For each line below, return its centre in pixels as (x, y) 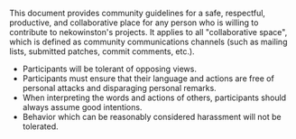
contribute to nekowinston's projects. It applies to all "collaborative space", (148, 32)
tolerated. (40, 126)
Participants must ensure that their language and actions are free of (148, 79)
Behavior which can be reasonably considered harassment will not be (152, 117)
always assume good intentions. (82, 107)
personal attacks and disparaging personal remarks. (119, 88)
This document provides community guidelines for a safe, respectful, (138, 13)
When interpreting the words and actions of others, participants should (154, 97)
